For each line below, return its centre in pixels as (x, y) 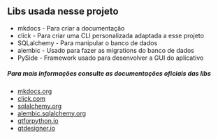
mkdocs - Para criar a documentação (71, 28)
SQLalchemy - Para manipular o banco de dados (87, 43)
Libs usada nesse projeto (63, 11)
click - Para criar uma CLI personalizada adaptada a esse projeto (111, 35)
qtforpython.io (38, 120)
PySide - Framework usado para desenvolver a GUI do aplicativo (110, 58)
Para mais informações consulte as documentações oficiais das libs (109, 74)
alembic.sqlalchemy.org (51, 113)
